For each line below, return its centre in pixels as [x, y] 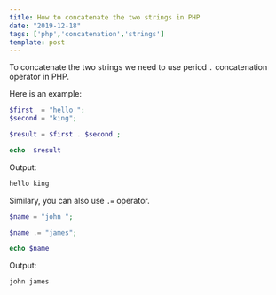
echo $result [35, 150]
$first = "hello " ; [47, 110]
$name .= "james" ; [43, 233]
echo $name [29, 249]
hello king [29, 183]
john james [29, 282]
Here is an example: [46, 94]
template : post [37, 42]
